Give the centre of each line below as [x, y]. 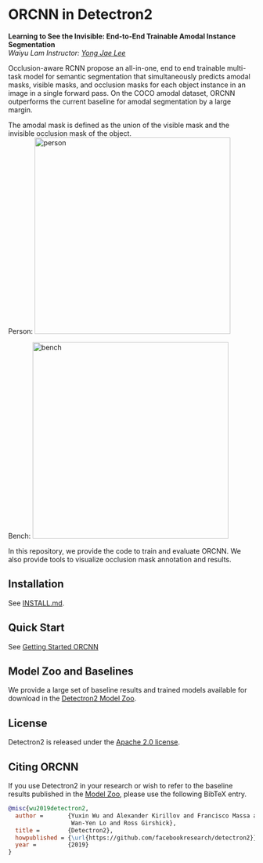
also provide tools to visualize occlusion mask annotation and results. [120, 559]
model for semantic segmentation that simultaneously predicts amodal [137, 76]
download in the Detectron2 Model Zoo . [72, 698]
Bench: [20, 536]
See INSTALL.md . [36, 603]
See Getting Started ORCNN [54, 646]
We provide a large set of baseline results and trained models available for [128, 690]
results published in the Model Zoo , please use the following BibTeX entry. [128, 794]
